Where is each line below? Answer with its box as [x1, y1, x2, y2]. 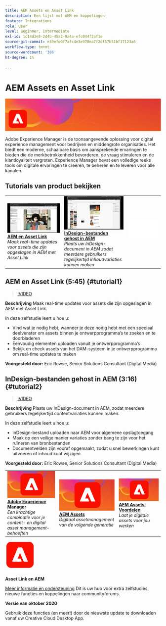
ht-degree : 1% [5, 55, 35, 60]
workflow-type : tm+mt [5, 45, 50, 49]
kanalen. [5, 167, 23, 173]
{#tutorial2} [5, 383, 42, 391]
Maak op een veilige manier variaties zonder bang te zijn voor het [12, 435, 146, 441]
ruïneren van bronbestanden [12, 440, 71, 446]
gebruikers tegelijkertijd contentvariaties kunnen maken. [5, 411, 120, 417]
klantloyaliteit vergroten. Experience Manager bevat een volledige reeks [5, 157, 151, 163]
